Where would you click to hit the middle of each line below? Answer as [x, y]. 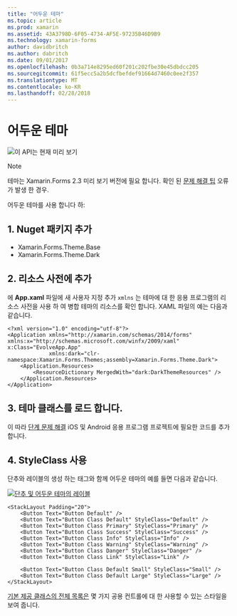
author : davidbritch [38, 47]
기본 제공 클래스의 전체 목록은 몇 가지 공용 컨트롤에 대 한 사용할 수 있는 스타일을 [117, 596]
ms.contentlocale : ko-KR [44, 87]
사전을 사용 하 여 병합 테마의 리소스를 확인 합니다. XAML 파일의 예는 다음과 [124, 306]
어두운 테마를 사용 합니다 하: [46, 205]
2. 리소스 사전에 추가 [50, 279]
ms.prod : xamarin [33, 27]
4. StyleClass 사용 [47, 460]
